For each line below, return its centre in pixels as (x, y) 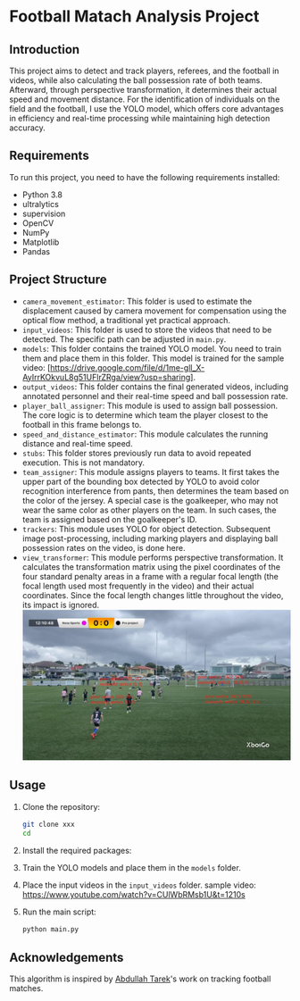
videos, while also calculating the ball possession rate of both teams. (136, 80)
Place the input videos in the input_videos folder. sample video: (139, 885)
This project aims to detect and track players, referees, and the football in (144, 71)
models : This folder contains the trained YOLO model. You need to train (152, 348)
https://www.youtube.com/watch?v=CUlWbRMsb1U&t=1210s (133, 895)
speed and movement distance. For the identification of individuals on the (145, 99)
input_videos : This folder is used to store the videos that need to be (147, 329)
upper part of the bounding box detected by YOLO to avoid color (141, 481)
